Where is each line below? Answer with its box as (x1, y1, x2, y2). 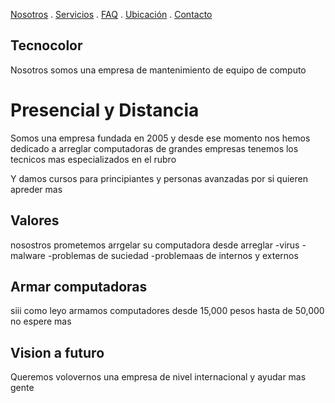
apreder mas (10, 183, 63, 195)
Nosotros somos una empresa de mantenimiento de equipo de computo (10, 64, 307, 76)
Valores (10, 212, 60, 229)
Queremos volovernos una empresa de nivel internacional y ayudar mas (10, 371, 307, 383)
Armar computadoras (10, 278, 148, 295)
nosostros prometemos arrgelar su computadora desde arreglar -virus (10, 239, 300, 251)
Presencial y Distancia (10, 99, 200, 121)
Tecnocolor (10, 37, 83, 54)
